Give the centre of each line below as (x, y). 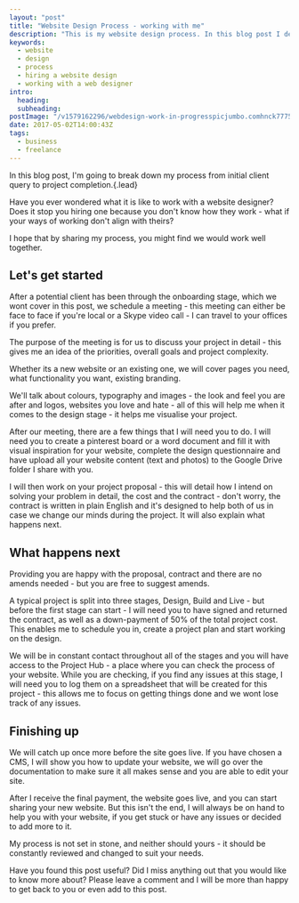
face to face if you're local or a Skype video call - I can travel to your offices (148, 316)
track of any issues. (45, 703)
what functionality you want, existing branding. (95, 378)
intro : (21, 92)
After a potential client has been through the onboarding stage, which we (143, 297)
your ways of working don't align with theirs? (92, 221)
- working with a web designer (75, 84)
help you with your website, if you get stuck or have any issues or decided (145, 817)
